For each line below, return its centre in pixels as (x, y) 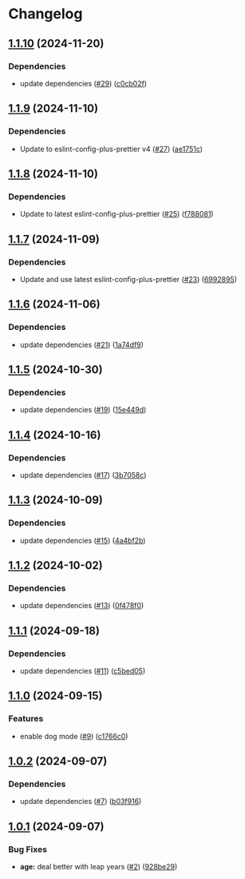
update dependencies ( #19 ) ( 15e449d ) (83, 410)
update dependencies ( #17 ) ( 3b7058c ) (83, 475)
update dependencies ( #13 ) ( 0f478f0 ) (82, 606)
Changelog (45, 14)
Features (26, 718)
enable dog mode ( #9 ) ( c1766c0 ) (74, 736)
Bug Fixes (28, 849)
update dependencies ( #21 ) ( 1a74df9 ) (81, 344)
